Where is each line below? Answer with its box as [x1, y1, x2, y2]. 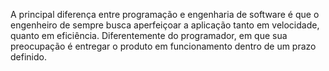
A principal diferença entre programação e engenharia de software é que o [10, 9, 320, 20]
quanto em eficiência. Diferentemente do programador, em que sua [10, 30, 288, 41]
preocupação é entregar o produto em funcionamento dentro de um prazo [10, 40, 317, 52]
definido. [10, 51, 47, 63]
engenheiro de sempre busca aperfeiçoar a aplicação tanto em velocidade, [10, 19, 320, 31]
